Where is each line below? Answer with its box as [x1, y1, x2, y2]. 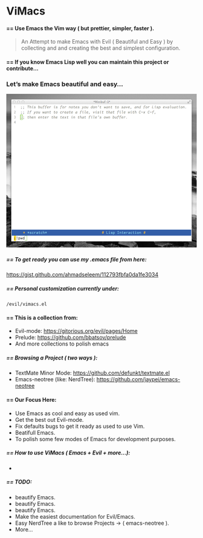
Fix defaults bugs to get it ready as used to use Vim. [14, 422, 145, 430]
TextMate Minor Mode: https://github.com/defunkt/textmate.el [14, 369, 170, 376]
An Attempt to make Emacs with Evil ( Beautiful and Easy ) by [21, 38, 173, 45]
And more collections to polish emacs [14, 340, 109, 347]
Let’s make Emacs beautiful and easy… [6, 80, 124, 88]
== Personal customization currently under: [6, 284, 120, 292]
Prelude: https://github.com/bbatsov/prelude [14, 334, 126, 341]
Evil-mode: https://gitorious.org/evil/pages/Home [14, 327, 138, 335]
